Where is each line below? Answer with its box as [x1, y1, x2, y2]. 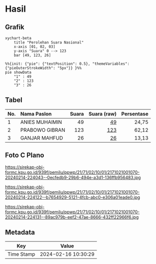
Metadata [5, 228, 35, 237]
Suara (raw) [88, 110, 117, 117]
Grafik [5, 23, 24, 31]
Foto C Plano [5, 151, 44, 160]
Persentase [121, 110, 149, 117]
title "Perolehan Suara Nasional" [14, 40, 84, 45]
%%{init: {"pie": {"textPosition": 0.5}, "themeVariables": [5, 61, 130, 66]
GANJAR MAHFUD [20, 134, 63, 141]
